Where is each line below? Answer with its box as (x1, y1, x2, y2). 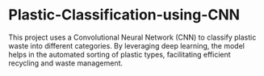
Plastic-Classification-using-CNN (8, 6, 241, 24)
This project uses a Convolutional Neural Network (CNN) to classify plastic (8, 32, 257, 42)
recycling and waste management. (8, 58, 124, 68)
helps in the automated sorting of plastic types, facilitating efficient (8, 49, 232, 59)
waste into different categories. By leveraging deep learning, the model (8, 40, 245, 50)
